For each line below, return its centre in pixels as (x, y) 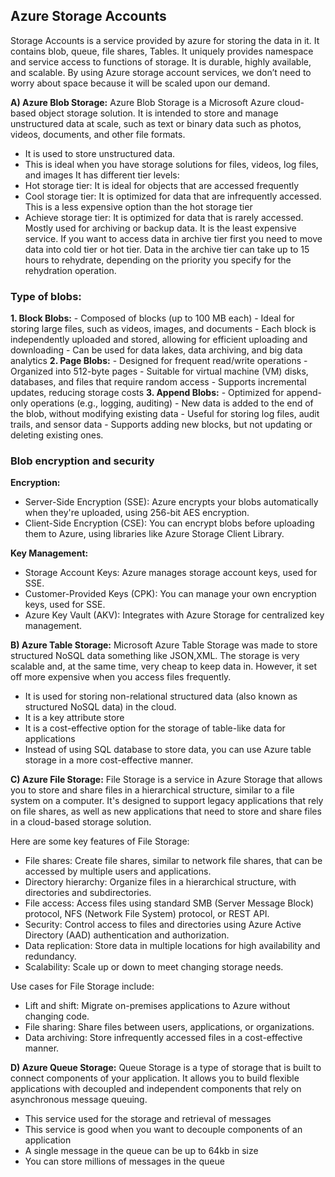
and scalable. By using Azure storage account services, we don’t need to (161, 72)
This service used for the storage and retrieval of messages (148, 1119)
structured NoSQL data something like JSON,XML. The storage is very (155, 656)
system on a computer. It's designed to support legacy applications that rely (167, 801)
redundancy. (50, 956)
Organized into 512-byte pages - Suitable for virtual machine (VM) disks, (159, 371)
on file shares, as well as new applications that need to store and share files (166, 811)
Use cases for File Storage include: (82, 986)
